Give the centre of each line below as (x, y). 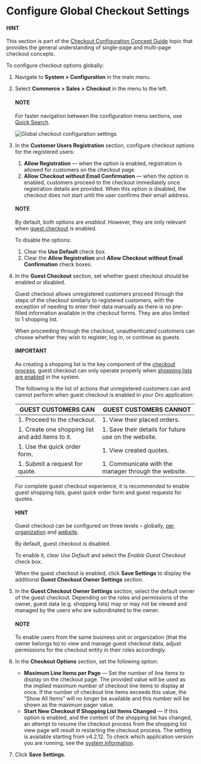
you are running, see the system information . (79, 743)
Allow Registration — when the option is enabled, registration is (103, 163)
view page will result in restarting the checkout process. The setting (107, 730)
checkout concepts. (31, 54)
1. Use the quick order (49, 447)
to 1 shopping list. (36, 319)
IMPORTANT (31, 351)
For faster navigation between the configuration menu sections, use (98, 115)
